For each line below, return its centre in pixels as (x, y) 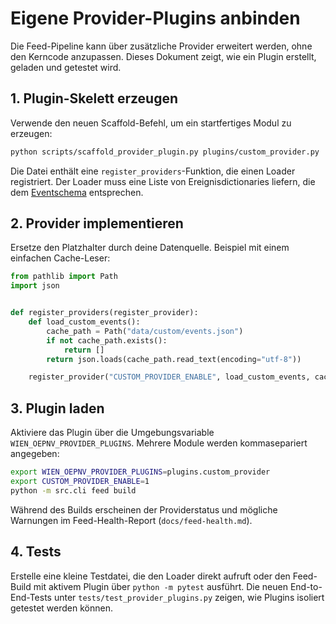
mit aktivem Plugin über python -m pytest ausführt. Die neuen (160, 586)
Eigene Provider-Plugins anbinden (155, 18)
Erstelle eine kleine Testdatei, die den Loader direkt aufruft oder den (150, 576)
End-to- (306, 586)
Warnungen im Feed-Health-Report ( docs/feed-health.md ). (131, 520)
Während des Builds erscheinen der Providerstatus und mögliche (144, 509)
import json (35, 286)
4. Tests (36, 552)
